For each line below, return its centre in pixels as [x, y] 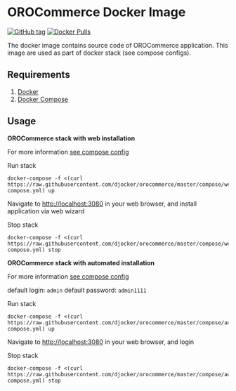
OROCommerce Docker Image [97, 12]
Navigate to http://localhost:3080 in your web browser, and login [101, 342]
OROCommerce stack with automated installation [81, 263]
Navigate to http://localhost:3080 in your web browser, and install [102, 204]
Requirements [39, 75]
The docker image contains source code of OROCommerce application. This [118, 45]
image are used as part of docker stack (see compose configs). [99, 53]
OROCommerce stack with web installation [71, 138]
